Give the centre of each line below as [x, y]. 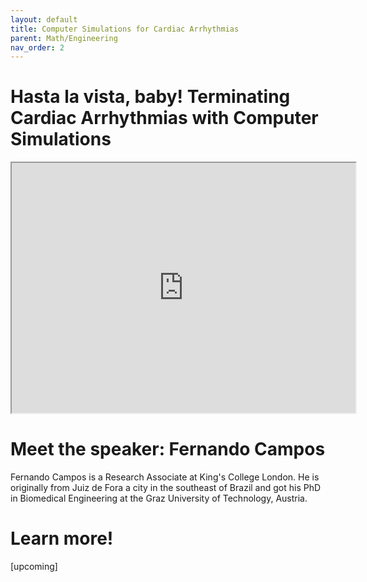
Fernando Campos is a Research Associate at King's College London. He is [165, 477]
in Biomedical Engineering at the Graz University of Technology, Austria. [159, 498]
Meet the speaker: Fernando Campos [168, 449]
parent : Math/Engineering [64, 38]
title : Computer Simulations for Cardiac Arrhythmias [125, 29]
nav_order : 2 [37, 47]
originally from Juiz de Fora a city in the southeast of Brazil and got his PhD [166, 488]
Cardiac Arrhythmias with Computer [164, 118]
